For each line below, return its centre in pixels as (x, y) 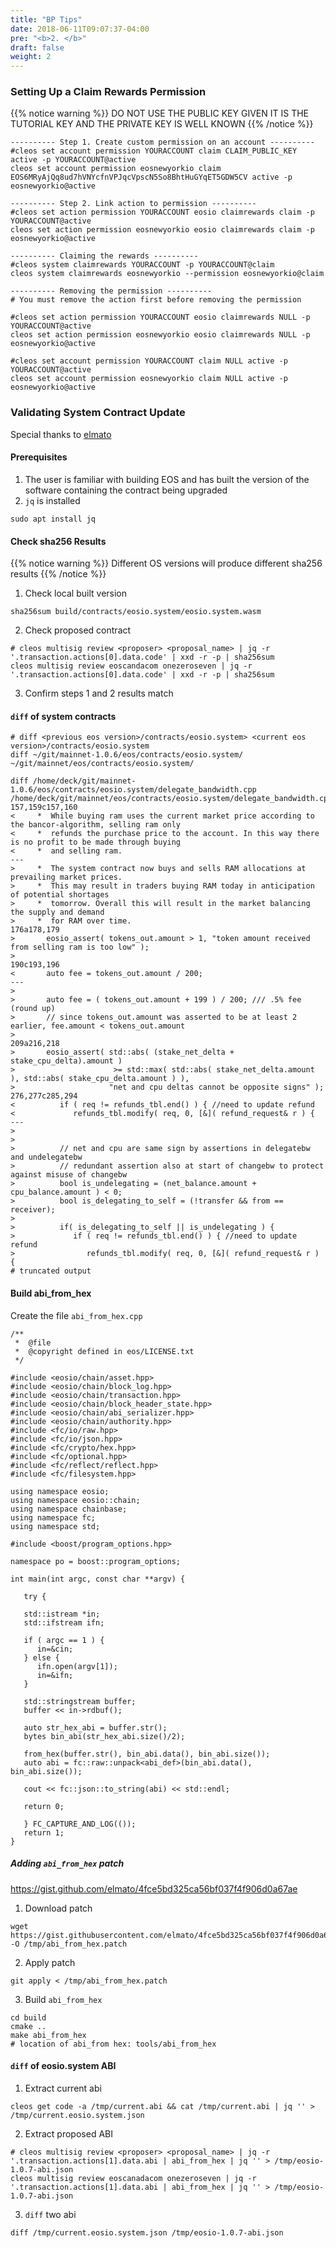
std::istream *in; (62, 1614)
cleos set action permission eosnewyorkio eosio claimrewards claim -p (162, 230)
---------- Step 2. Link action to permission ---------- (133, 204)
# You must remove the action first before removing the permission (156, 300)
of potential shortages (60, 895)
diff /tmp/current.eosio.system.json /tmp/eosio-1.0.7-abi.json (147, 2232)
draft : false (37, 47)
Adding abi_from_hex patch (67, 1863)
